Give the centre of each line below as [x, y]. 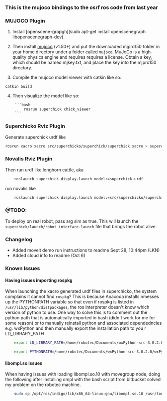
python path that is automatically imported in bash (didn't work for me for [80, 318]
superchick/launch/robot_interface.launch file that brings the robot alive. [81, 226]
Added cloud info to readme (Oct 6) [49, 256]
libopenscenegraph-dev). [39, 37]
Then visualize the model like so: [46, 96]
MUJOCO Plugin [25, 20]
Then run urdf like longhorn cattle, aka [44, 170]
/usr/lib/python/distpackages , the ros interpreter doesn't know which [77, 307]
